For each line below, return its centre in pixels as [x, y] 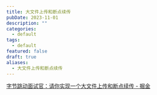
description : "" [27, 23]
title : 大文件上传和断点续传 [39, 12]
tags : [13, 40]
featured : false [27, 51]
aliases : [17, 62]
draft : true [21, 57]
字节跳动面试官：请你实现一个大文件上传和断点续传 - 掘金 [78, 86]
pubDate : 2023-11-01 [33, 18]
